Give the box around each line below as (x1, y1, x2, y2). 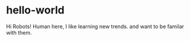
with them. (6, 29, 32, 36)
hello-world (6, 4, 65, 17)
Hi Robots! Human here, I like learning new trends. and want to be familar (6, 23, 185, 30)
